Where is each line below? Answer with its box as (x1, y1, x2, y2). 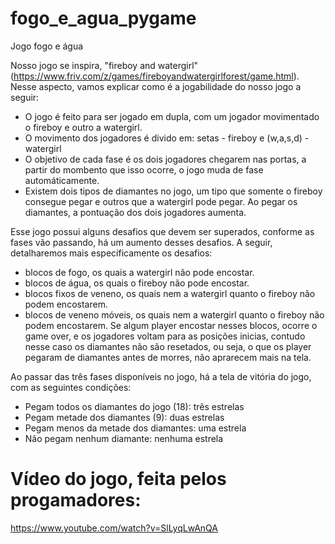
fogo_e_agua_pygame (10, 7, 197, 30)
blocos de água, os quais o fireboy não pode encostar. (24, 277, 250, 289)
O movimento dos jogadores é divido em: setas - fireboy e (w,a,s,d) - (24, 132, 310, 144)
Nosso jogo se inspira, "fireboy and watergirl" (10, 59, 199, 71)
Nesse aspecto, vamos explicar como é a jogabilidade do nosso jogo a (10, 80, 302, 92)
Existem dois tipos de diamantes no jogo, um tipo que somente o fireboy (24, 185, 323, 197)
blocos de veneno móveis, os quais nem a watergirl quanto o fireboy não (24, 308, 325, 321)
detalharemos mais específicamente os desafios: (10, 247, 213, 259)
